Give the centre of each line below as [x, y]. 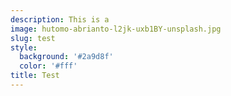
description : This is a [60, 19]
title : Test [35, 76]
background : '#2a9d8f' [66, 57]
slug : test [33, 38]
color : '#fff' [48, 66]
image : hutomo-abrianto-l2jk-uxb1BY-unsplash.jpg [116, 29]
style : [24, 47]
